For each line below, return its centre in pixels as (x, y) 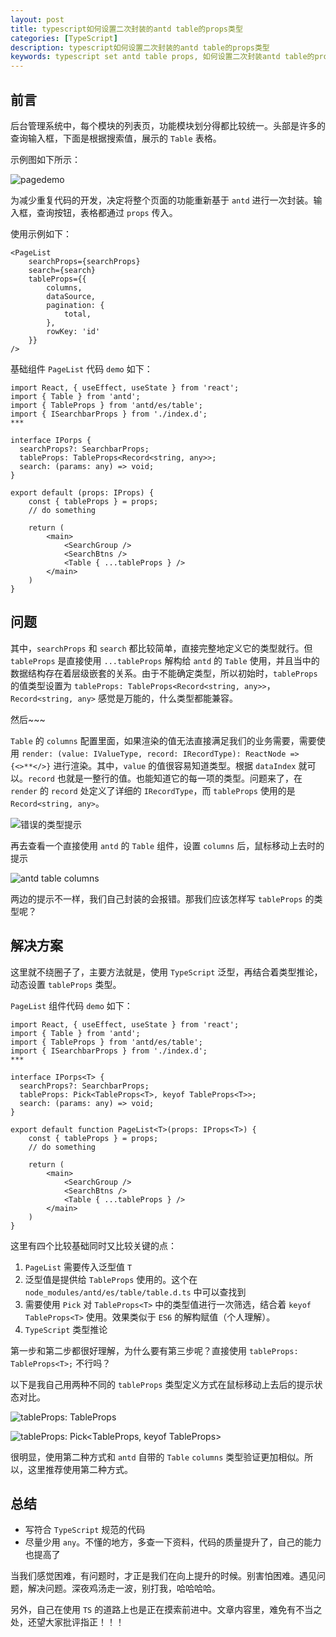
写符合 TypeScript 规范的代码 (85, 1530)
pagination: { (75, 305)
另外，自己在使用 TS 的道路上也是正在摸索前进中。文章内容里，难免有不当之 (166, 1610)
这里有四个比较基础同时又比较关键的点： (93, 1245)
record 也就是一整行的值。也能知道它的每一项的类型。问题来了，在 (165, 778)
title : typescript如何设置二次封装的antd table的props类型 (126, 29)
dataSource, (71, 296)
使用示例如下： (41, 233)
